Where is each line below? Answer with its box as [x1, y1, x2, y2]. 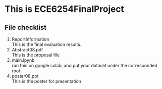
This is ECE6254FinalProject [4, 3, 124, 15]
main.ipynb [11, 57, 35, 63]
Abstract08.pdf [11, 47, 43, 52]
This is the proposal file [11, 52, 60, 58]
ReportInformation [11, 36, 50, 42]
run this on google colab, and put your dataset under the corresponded [11, 63, 158, 68]
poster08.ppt [11, 73, 39, 79]
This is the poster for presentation [11, 78, 81, 84]
